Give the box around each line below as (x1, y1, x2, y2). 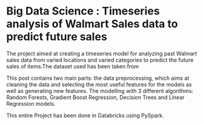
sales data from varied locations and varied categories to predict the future (6, 56, 194, 63)
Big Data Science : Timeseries (6, 4, 160, 18)
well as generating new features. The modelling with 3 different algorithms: (6, 87, 194, 94)
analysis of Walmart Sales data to (6, 17, 178, 31)
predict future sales (6, 30, 107, 43)
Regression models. (6, 100, 56, 107)
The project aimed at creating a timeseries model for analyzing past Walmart (6, 50, 198, 57)
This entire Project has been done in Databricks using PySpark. (6, 112, 164, 119)
